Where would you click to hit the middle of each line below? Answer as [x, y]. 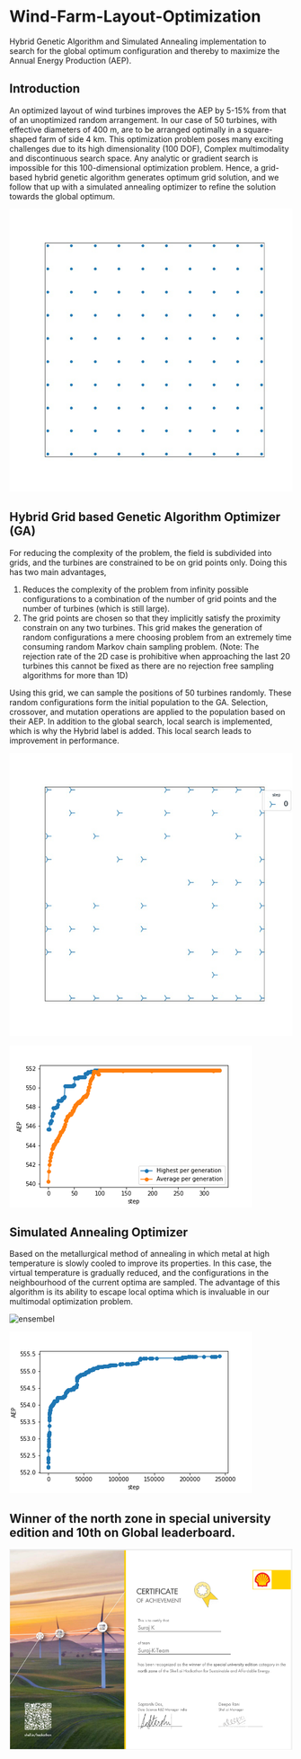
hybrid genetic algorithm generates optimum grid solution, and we [157, 177]
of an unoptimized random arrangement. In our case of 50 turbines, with [143, 119]
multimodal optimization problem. [71, 1302]
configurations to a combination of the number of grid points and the [149, 598]
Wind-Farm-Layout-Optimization [135, 17]
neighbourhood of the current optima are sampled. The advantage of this [145, 1283]
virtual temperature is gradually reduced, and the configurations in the [139, 1273]
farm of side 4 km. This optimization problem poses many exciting [161, 139]
